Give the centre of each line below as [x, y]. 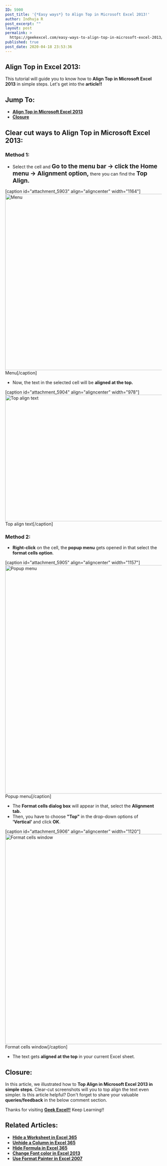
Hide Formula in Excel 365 [40, 1148]
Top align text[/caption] [29, 524]
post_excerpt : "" [23, 24]
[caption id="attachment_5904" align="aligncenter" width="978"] [72, 392]
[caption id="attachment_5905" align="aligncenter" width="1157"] [73, 563]
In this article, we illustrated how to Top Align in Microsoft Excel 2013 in [79, 1084]
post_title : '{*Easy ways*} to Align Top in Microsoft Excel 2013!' [78, 14]
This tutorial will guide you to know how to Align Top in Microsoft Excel [79, 79]
